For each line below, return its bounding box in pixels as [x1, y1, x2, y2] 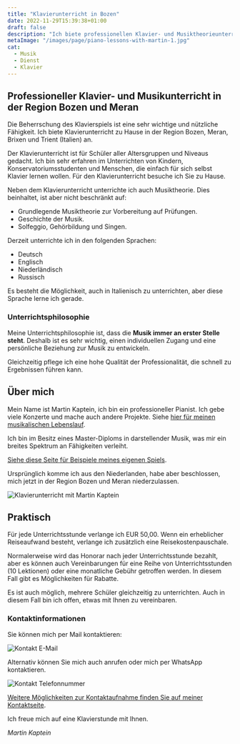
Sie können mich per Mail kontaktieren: [7, 630, 123, 638]
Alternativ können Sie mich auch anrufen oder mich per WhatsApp [7, 658, 203, 666]
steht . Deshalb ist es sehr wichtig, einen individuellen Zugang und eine [7, 336, 216, 344]
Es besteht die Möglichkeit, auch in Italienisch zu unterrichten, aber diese [7, 287, 224, 295]
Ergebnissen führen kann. [7, 365, 84, 374]
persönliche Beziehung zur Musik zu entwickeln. [7, 344, 150, 352]
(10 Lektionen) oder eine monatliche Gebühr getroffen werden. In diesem [7, 567, 222, 575]
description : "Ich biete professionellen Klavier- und [7, 30, 174, 38]
